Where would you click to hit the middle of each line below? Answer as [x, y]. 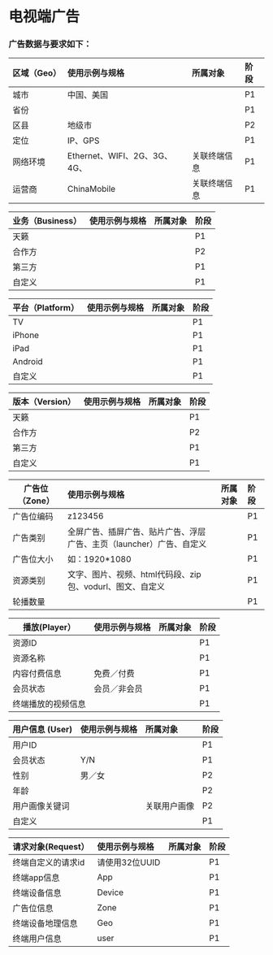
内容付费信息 [37, 674]
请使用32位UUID [129, 862]
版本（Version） [44, 402]
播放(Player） [49, 627]
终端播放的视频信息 [50, 704]
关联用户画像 [170, 806]
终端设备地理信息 [45, 923]
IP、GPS [84, 141]
